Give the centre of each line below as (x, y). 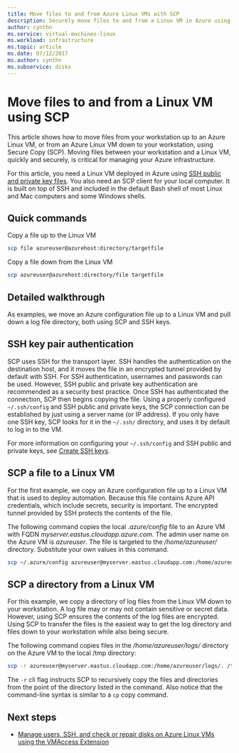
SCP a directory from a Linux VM (81, 584)
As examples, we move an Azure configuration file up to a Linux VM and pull (119, 314)
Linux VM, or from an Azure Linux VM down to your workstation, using (110, 144)
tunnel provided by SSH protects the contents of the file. (90, 513)
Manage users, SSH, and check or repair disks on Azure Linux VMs (116, 734)
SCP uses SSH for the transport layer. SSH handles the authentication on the (119, 361)
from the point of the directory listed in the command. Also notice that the (115, 688)
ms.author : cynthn (34, 60)
